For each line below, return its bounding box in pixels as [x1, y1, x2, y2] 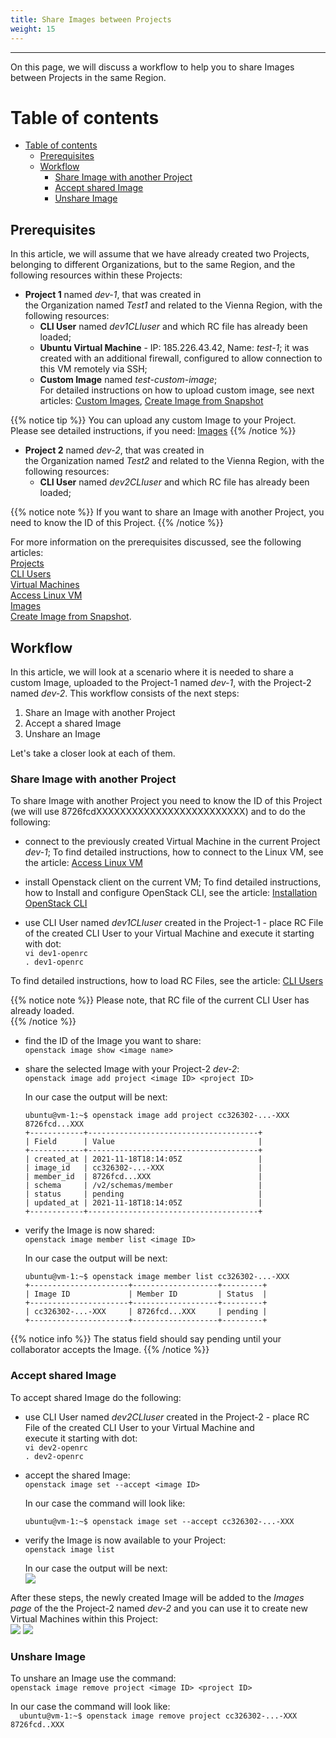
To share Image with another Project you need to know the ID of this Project [10, 795, 323, 807]
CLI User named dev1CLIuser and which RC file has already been [39, 321, 308, 333]
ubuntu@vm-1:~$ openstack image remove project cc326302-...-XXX [19, 1711, 298, 1721]
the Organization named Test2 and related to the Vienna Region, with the [24, 455, 325, 467]
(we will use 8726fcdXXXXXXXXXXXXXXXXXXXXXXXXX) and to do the [10, 806, 307, 818]
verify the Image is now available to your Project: [24, 1534, 227, 1546]
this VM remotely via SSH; [39, 363, 148, 375]
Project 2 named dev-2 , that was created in [24, 444, 205, 456]
